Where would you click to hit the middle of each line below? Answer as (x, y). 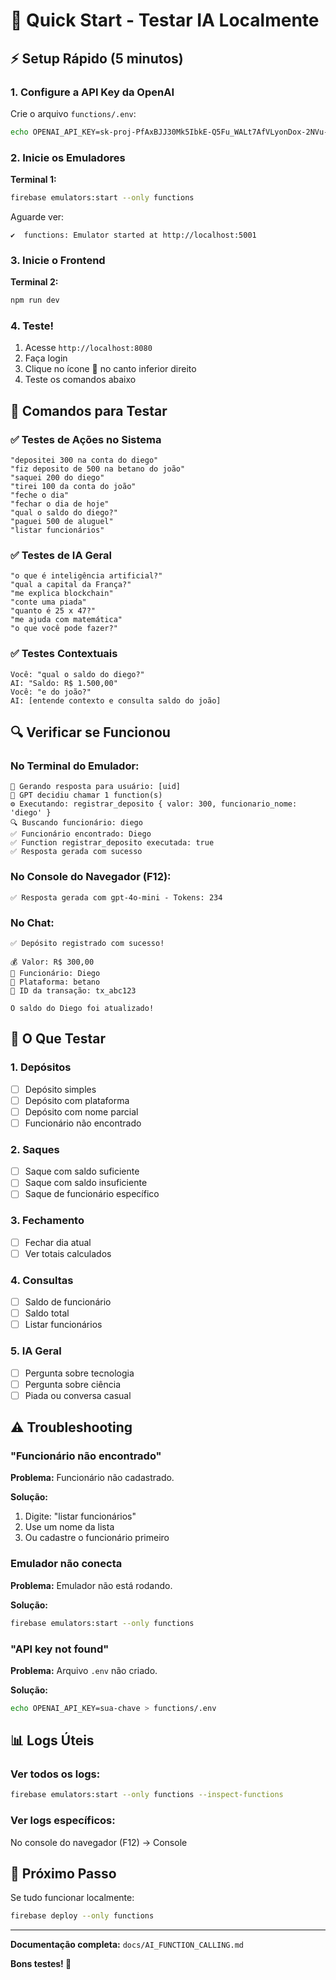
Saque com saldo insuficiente (86, 1183)
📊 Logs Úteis (52, 1740)
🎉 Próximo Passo (63, 1874)
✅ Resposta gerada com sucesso (76, 852)
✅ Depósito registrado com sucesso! (87, 943)
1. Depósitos (41, 1067)
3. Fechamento (47, 1221)
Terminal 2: (34, 282)
